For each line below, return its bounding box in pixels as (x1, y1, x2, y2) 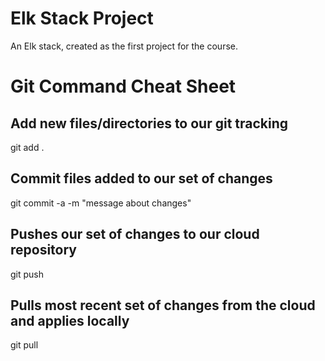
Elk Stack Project (10, 7, 154, 30)
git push (10, 268, 45, 280)
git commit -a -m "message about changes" (10, 197, 192, 209)
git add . (10, 141, 45, 153)
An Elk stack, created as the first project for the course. (10, 40, 238, 52)
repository (10, 242, 78, 259)
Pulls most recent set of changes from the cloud (10, 297, 316, 314)
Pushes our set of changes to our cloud (10, 226, 260, 243)
